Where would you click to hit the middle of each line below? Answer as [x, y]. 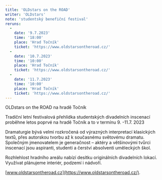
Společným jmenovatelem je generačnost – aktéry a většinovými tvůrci [78, 143]
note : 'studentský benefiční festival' [47, 19]
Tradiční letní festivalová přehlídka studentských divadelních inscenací [78, 117]
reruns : [13, 24]
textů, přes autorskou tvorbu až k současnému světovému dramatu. [75, 137]
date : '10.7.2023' [33, 56]
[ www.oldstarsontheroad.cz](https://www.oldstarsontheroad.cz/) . [73, 173]
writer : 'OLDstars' [25, 14]
